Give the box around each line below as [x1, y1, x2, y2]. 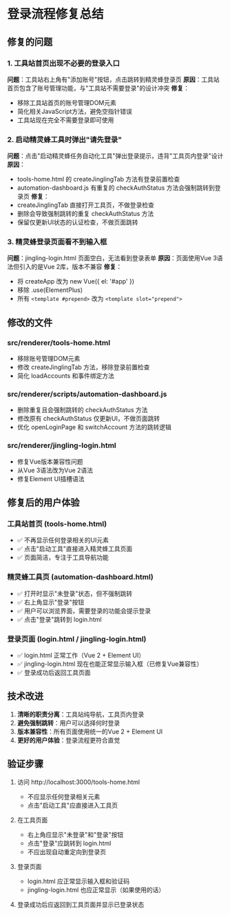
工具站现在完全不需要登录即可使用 [17, 115, 114, 124]
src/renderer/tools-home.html [7, 337, 111, 347]
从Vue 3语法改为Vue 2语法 [17, 466, 94, 474]
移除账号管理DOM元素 [17, 355, 81, 363]
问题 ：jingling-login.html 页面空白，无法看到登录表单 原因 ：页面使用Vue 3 [7, 254, 217, 262]
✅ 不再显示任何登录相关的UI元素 [17, 536, 109, 544]
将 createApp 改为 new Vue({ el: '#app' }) [17, 277, 135, 286]
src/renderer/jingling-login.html [7, 441, 117, 451]
